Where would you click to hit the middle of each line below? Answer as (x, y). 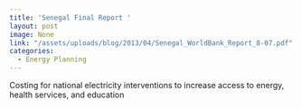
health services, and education (67, 95)
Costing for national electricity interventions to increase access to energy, (147, 85)
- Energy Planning (52, 59)
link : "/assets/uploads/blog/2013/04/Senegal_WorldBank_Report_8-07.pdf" (151, 43)
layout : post (34, 26)
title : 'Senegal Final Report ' (70, 18)
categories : (32, 51)
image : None (32, 34)
